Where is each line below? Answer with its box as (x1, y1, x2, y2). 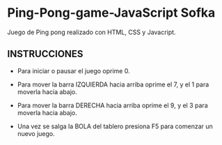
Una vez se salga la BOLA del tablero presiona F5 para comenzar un (17, 122, 214, 130)
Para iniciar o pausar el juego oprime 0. (17, 66, 130, 75)
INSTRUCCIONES (7, 48, 84, 60)
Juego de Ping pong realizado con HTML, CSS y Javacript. (7, 28, 176, 36)
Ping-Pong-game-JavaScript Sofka (7, 5, 216, 21)
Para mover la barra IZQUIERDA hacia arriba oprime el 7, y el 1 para (17, 80, 209, 89)
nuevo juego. (17, 129, 56, 137)
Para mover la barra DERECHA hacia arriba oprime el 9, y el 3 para (17, 101, 208, 109)
